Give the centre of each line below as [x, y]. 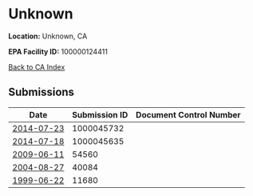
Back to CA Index [37, 67]
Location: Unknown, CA [48, 36]
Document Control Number [188, 114]
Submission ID [100, 114]
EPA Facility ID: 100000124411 [58, 51]
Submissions [41, 92]
